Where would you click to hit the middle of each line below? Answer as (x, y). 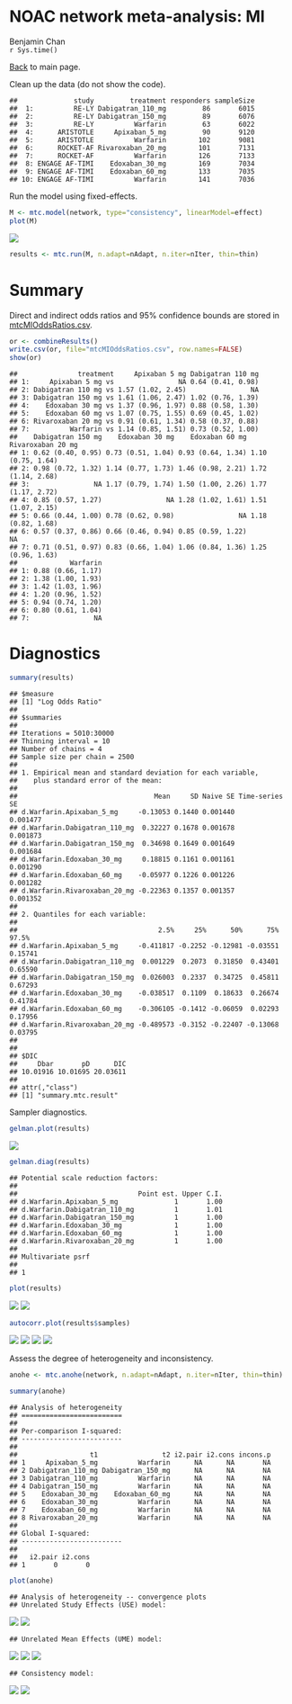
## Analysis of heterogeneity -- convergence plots (108, 1597)
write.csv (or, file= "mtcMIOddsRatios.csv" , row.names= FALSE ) (126, 350)
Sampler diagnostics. (49, 1112)
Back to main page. (45, 67)
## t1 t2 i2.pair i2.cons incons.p (140, 1455)
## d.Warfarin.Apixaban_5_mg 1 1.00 (116, 1202)
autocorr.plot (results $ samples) (70, 1323)
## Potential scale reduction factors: (84, 1178)
